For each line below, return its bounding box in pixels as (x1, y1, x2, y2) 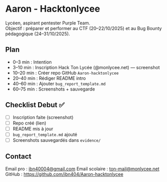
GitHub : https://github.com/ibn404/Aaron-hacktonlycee (5, 171, 124, 177)
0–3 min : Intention (12, 59, 52, 65)
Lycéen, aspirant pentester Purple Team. (5, 20, 91, 26)
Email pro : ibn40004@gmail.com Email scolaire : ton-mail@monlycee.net (5, 166, 159, 172)
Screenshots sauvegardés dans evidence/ (12, 137, 101, 143)
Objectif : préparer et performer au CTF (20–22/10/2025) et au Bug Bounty (5, 25, 162, 31)
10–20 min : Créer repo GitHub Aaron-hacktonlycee (12, 70, 119, 76)
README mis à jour (12, 126, 53, 132)
